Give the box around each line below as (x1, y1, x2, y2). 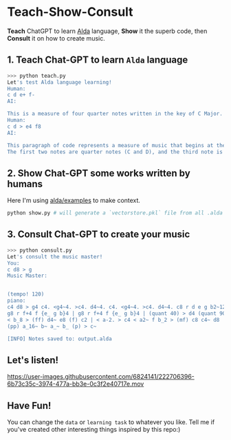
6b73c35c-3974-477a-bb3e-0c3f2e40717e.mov (7, 379, 144, 388)
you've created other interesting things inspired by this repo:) (7, 426, 181, 433)
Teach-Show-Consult (7, 4, 133, 20)
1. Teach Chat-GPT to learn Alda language (7, 54, 188, 66)
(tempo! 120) (7, 291, 45, 298)
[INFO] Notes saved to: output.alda (7, 335, 112, 342)
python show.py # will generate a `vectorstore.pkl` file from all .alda (7, 210, 223, 217)
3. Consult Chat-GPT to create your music (7, 228, 190, 241)
